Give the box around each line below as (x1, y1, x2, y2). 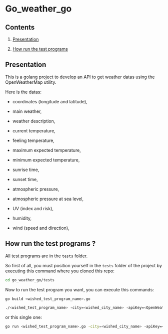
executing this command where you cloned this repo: (5, 268, 115, 274)
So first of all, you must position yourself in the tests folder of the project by (5, 262, 162, 268)
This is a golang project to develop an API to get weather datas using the (5, 74, 155, 80)
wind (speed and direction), (12, 225, 69, 231)
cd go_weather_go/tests (5, 277, 55, 282)
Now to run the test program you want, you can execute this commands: (5, 286, 154, 292)
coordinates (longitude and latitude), (12, 98, 87, 104)
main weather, (12, 108, 42, 114)
